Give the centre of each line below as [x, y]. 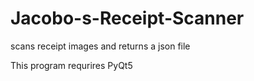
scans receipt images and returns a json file [100, 46]
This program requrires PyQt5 [71, 65]
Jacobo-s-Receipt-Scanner [127, 18]
